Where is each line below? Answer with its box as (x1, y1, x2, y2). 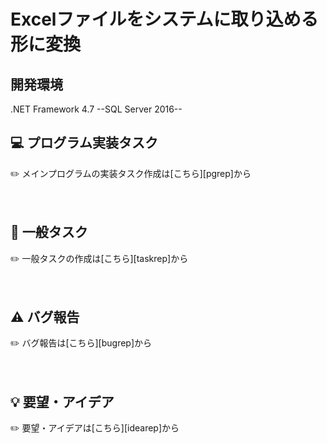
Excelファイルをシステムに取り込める (10, 8, 319, 31)
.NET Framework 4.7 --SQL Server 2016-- (10, 103, 183, 115)
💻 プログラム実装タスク (10, 135, 158, 152)
